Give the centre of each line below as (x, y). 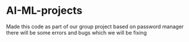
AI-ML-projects (44, 11)
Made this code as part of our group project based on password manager (95, 26)
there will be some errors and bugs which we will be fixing (76, 32)
